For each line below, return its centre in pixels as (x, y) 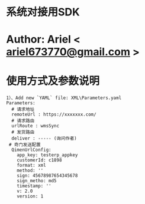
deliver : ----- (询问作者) (44, 139)
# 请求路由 (23, 121)
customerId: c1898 (39, 160)
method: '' (30, 171)
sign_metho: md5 (37, 181)
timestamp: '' (34, 186)
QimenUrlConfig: (31, 150)
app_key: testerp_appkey (47, 155)
